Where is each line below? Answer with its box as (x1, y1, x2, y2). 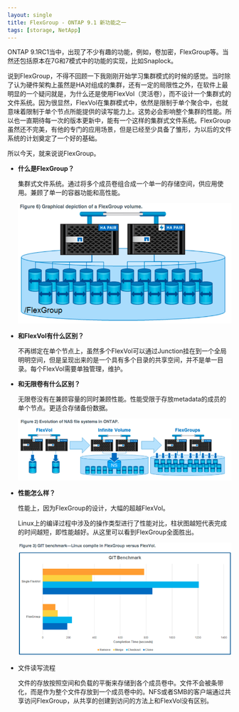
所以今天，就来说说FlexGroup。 (7, 150, 100, 158)
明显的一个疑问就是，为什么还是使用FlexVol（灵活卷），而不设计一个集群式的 (7, 90, 231, 98)
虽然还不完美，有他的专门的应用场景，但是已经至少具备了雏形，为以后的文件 (7, 125, 232, 134)
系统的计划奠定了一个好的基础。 (7, 134, 101, 142)
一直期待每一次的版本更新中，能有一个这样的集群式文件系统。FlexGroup (19, 116, 231, 125)
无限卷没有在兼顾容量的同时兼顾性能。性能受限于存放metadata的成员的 (17, 394, 226, 403)
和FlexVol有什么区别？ (17, 331, 84, 340)
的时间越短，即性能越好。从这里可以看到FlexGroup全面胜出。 (17, 528, 198, 536)
